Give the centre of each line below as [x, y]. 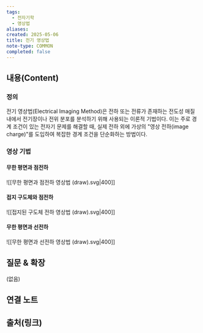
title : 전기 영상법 [28, 40]
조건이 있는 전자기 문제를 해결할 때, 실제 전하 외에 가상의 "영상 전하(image [101, 126]
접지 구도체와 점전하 [30, 197]
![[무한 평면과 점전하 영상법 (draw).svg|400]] [61, 182]
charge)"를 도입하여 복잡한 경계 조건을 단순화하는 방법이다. [77, 134]
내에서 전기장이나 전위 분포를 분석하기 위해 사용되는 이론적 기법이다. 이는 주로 [98, 119]
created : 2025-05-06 [33, 35]
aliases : [17, 29]
